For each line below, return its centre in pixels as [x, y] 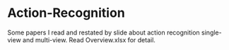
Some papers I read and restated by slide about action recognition [104, 32]
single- [211, 32]
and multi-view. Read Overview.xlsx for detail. [89, 39]
